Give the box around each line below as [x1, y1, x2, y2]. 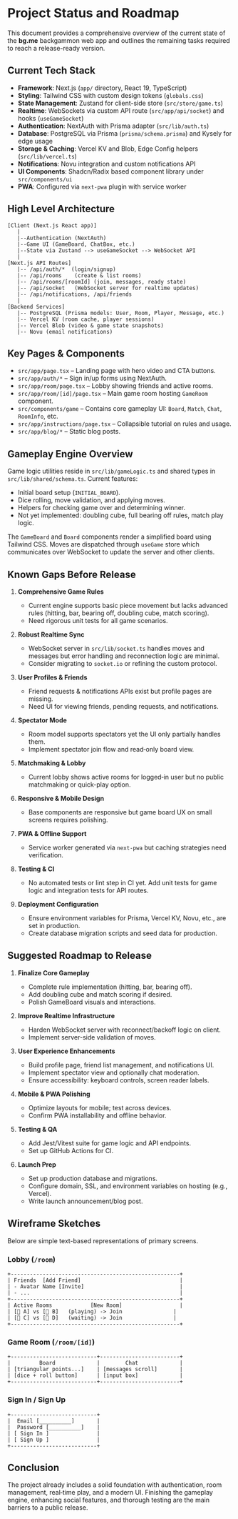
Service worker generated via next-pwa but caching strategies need [28, 843, 227, 852]
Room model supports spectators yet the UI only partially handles [28, 730, 221, 738]
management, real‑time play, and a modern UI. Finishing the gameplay [7, 1488, 214, 1497]
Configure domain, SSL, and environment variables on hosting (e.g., [28, 1181, 228, 1190]
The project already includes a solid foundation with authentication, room [7, 1480, 222, 1489]
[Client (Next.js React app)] [7, 221, 98, 229]
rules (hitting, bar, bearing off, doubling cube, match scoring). [28, 609, 209, 617]
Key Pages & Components [7, 347, 125, 359]
